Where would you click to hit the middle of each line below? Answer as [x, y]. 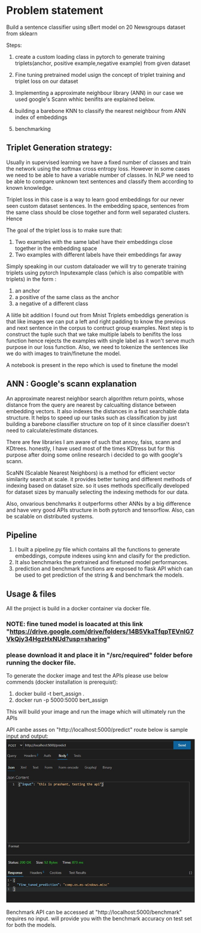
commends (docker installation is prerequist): [62, 682]
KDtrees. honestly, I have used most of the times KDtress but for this [91, 448]
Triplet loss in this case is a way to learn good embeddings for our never [95, 199]
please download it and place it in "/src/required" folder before [100, 655]
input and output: [28, 736]
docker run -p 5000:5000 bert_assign [61, 700]
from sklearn [22, 33]
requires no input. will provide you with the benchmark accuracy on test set [99, 919]
